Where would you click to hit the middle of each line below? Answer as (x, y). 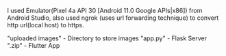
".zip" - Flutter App (34, 45)
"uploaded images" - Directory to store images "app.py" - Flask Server (107, 38)
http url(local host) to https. (46, 25)
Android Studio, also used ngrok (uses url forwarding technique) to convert (113, 18)
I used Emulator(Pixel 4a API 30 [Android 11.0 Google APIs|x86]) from (105, 11)
